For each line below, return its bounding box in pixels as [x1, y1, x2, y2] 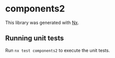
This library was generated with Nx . [5, 19, 79, 25]
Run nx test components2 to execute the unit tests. [5, 47, 110, 53]
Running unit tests [5, 34, 64, 42]
